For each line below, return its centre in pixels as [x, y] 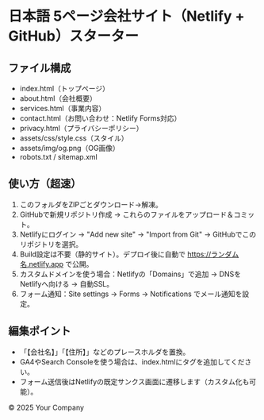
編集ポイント [40, 331]
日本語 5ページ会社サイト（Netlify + [126, 16]
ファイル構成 [40, 68]
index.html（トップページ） [64, 89]
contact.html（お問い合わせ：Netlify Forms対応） [100, 118]
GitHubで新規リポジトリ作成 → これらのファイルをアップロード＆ [126, 214]
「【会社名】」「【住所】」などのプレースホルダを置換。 [105, 352]
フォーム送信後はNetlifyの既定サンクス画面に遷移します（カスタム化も [134, 381]
